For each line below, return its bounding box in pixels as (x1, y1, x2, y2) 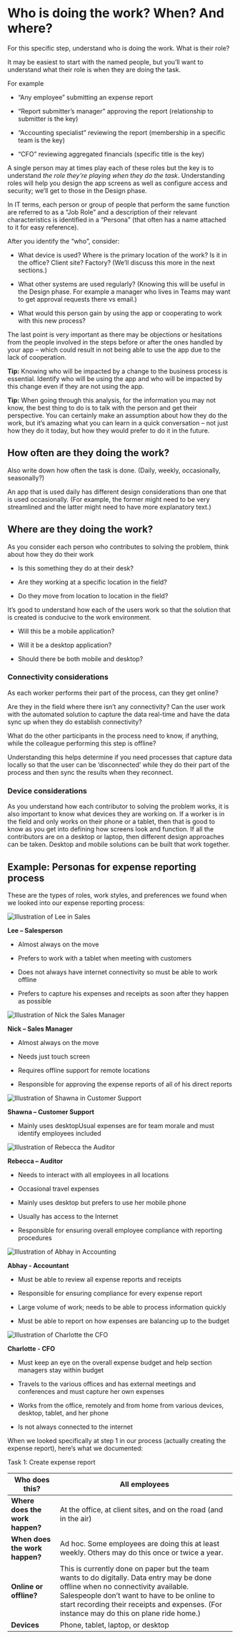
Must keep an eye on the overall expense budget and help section (17, 1358, 212, 1367)
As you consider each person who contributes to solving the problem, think (7, 542, 229, 551)
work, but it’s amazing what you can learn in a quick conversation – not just (7, 418, 229, 427)
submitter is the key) (17, 114, 79, 123)
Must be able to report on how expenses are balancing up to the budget (17, 1317, 230, 1325)
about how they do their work (7, 550, 94, 558)
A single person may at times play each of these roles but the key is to (7, 163, 214, 172)
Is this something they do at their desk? (17, 563, 134, 573)
